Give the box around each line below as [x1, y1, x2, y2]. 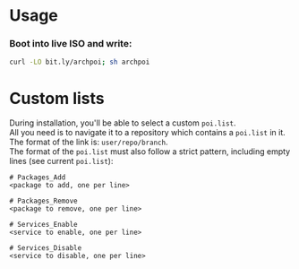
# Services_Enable [9, 221, 78, 230]
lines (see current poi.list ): [9, 156, 114, 167]
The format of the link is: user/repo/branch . [9, 136, 168, 148]
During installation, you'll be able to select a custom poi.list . [9, 117, 236, 128]
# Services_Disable [9, 244, 82, 253]
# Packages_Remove [9, 196, 78, 206]
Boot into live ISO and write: [9, 38, 132, 50]
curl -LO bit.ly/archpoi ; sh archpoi [9, 57, 150, 67]
